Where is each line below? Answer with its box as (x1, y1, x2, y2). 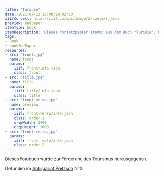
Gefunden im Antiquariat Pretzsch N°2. (5, 165, 84, 171)
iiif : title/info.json (14, 88, 60, 93)
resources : (5, 48, 27, 53)
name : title (9, 79, 34, 84)
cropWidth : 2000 (14, 120, 47, 125)
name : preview (9, 102, 38, 107)
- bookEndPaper (5, 43, 36, 48)
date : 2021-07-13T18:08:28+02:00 (5, 12, 73, 17)
